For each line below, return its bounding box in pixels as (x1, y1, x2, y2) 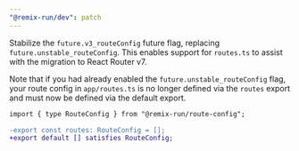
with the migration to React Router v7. (9, 56, 147, 67)
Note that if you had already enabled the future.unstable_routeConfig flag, (9, 73, 287, 84)
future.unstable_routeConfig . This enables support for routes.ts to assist (9, 46, 283, 58)
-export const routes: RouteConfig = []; (9, 125, 166, 134)
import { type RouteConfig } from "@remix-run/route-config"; (9, 109, 245, 118)
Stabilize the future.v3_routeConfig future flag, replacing (9, 37, 220, 48)
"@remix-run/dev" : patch (9, 12, 102, 22)
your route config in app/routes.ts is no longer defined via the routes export (9, 83, 291, 93)
